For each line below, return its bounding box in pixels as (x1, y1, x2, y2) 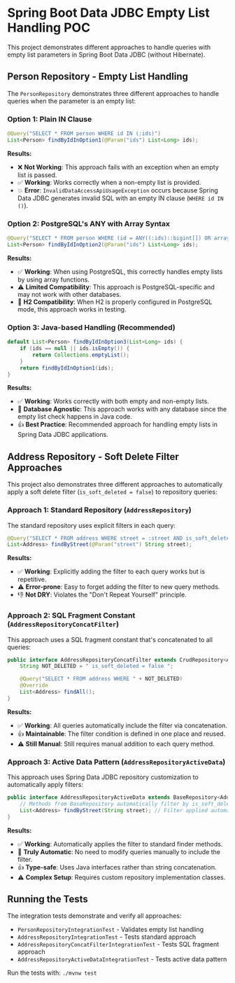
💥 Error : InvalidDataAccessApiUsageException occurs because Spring (17, 186, 218, 194)
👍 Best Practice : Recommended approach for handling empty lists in (17, 420, 218, 428)
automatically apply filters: (7, 781, 84, 789)
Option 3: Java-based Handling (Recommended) (7, 322, 176, 332)
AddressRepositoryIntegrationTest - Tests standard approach (17, 933, 197, 941)
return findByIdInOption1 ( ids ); (20, 364, 114, 372)
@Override (20, 682, 49, 689)
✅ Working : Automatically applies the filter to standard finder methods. (17, 839, 223, 848)
